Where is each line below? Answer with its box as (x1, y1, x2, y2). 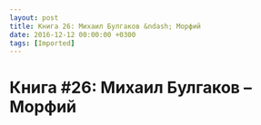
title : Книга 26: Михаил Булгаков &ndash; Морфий (9, 22, 202, 31)
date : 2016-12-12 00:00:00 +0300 (9, 30, 136, 39)
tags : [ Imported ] (9, 38, 75, 48)
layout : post (9, 13, 59, 23)
